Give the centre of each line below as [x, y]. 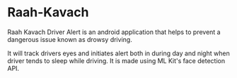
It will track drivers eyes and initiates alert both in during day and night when [118, 53]
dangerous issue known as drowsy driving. [70, 39]
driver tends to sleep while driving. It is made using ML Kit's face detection [116, 60]
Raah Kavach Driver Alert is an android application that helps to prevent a [114, 32]
